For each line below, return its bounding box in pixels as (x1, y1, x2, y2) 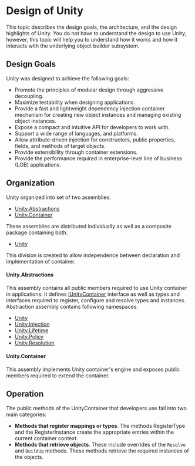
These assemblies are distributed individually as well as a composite (6, 222, 172, 229)
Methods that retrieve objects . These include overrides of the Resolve (14, 441, 186, 448)
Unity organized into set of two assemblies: (6, 194, 111, 201)
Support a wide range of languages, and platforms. (14, 130, 138, 137)
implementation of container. (6, 258, 76, 265)
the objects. (14, 453, 44, 460)
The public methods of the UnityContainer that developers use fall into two (6, 404, 187, 411)
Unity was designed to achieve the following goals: (6, 75, 129, 82)
